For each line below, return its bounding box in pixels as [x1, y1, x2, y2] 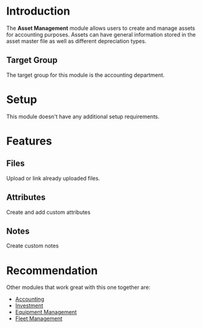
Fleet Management [15, 315, 63, 323]
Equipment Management [15, 308, 77, 316]
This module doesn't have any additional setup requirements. [6, 113, 160, 120]
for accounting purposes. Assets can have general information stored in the [6, 30, 196, 38]
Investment [15, 302, 44, 309]
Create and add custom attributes [6, 209, 91, 216]
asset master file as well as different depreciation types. [6, 37, 147, 45]
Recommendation [6, 263, 98, 277]
